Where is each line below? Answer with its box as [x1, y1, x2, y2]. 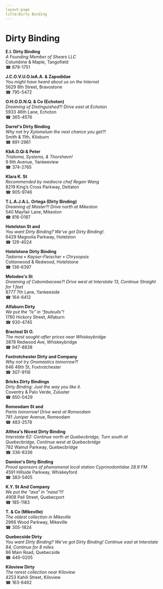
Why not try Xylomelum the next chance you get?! [5, 129, 106, 135]
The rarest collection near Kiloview [5, 569, 76, 575]
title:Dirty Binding [5, 12, 48, 17]
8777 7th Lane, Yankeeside [5, 289, 60, 295]
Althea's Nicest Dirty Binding [5, 429, 66, 434]
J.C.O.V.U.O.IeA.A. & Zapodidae [5, 74, 71, 79]
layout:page [5, 7, 30, 12]
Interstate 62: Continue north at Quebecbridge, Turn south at [5, 434, 128, 440]
